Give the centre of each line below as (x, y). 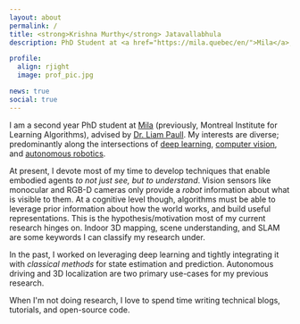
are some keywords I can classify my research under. (107, 237)
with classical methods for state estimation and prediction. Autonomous (142, 263)
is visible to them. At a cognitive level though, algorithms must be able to (142, 199)
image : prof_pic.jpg (55, 75)
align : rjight (43, 67)
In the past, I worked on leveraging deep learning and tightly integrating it (144, 254)
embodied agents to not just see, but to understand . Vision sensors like (140, 180)
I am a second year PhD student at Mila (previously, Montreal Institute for (144, 125)
